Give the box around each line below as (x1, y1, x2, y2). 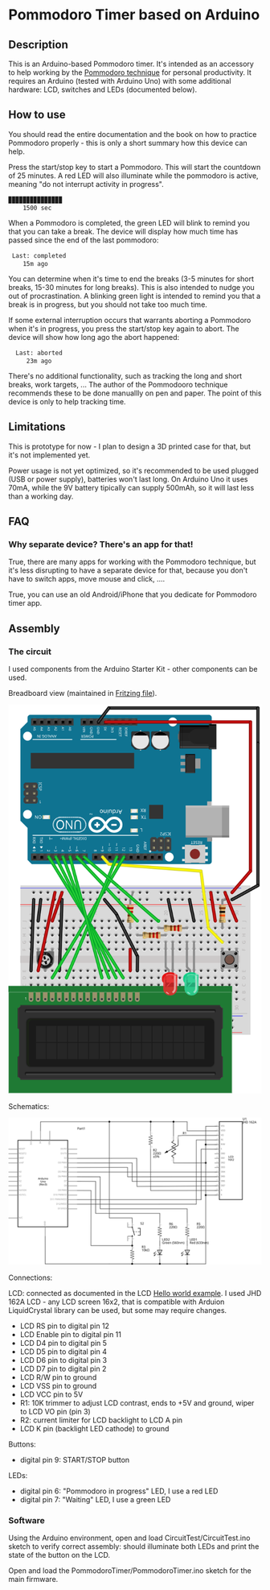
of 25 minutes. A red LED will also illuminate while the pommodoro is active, (8, 171, 259, 180)
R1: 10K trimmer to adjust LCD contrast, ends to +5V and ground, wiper (19, 1397, 255, 1407)
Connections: (8, 1273, 53, 1282)
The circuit (8, 646, 52, 657)
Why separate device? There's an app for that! (8, 538, 194, 549)
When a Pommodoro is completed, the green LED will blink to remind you (8, 217, 251, 227)
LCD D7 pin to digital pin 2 (19, 1364, 107, 1373)
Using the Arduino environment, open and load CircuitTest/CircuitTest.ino (8, 1533, 251, 1543)
